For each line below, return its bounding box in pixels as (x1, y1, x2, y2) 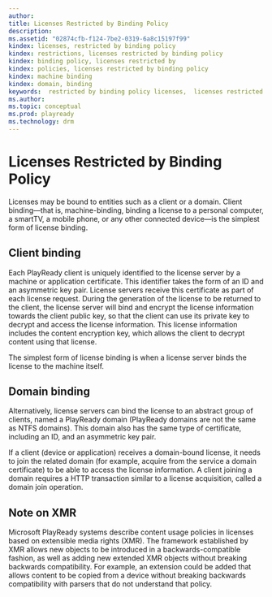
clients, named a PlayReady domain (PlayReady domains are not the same (8, 415, 257, 425)
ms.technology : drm (8, 118, 75, 126)
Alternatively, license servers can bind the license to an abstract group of (8, 406, 253, 416)
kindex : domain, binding (8, 80, 93, 88)
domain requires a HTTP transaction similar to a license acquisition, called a (8, 474, 262, 483)
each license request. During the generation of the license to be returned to (8, 293, 261, 303)
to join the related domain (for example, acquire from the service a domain (8, 456, 257, 466)
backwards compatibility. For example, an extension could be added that (8, 562, 252, 572)
